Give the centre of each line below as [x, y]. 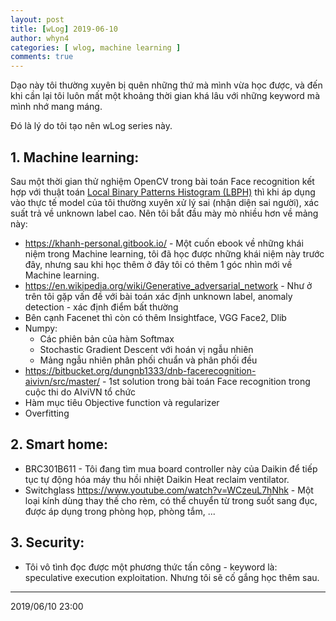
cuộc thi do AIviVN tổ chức [80, 392]
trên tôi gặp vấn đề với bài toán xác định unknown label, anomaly [158, 296]
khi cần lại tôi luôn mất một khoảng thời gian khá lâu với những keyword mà [165, 96]
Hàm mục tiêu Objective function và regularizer [122, 402]
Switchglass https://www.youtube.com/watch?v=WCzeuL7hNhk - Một [169, 490]
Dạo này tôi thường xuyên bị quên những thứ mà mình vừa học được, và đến [166, 85]
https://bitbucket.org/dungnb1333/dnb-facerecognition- [140, 370]
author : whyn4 [40, 38]
